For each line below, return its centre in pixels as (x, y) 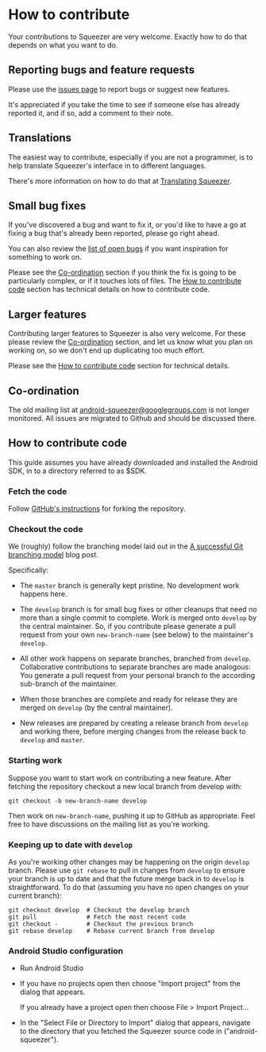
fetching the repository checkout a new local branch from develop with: (125, 786)
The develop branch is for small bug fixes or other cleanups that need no (138, 610)
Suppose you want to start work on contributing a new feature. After (120, 778)
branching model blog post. (54, 555)
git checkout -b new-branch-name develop (78, 801)
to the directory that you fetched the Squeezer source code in (121, 1031)
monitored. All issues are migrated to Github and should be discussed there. (132, 418)
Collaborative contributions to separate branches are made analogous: (135, 667)
